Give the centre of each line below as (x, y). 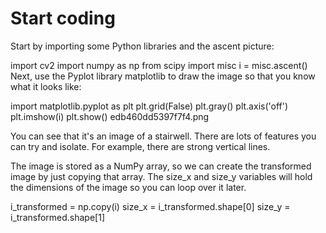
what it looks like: (46, 86)
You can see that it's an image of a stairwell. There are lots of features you (163, 136)
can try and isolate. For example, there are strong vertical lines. (140, 146)
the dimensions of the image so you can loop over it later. (128, 187)
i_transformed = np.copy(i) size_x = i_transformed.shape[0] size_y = (150, 206)
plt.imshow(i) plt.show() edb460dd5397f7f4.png (110, 116)
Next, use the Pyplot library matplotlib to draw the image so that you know (163, 76)
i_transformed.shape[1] (58, 217)
